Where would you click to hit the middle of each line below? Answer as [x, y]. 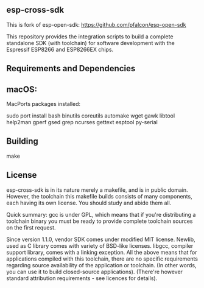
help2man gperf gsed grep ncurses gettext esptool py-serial [82, 122]
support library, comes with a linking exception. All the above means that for [102, 252]
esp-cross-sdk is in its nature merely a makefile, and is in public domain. [97, 190]
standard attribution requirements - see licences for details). [82, 278]
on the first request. [31, 227]
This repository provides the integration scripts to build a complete [90, 37]
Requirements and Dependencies [71, 68]
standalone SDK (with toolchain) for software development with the [90, 43]
